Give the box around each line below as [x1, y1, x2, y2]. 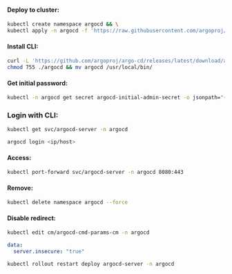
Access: [7, 153, 32, 162]
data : [7, 242, 23, 248]
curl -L [7, 57, 30, 65]
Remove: [7, 184, 33, 192]
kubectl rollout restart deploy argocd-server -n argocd [7, 261, 175, 268]
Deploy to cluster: [7, 6, 60, 14]
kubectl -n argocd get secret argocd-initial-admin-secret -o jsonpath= [7, 94, 221, 101]
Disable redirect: [7, 214, 57, 222]
